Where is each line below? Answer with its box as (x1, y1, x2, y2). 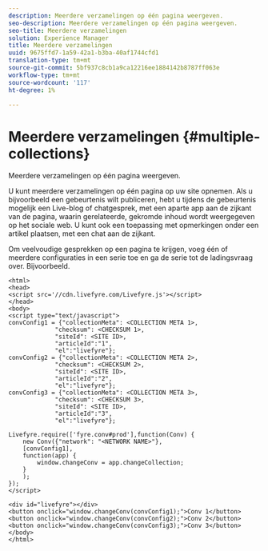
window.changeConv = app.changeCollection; (37, 459, 184, 467)
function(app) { (22, 452, 78, 460)
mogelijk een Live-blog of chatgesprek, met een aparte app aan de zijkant (8, 203, 252, 213)
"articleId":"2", (54, 375, 113, 383)
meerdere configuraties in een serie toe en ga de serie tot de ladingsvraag (8, 253, 254, 262)
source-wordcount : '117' (8, 78, 91, 86)
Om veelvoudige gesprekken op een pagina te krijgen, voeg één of (8, 245, 228, 254)
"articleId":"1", (54, 340, 113, 348)
